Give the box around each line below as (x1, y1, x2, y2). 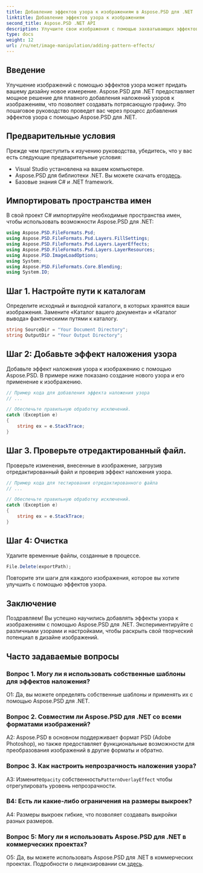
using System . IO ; (6, 269, 50, 276)
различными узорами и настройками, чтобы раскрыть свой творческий (6, 628, 193, 635)
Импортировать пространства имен (6, 195, 152, 206)
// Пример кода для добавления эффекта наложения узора (6, 390, 150, 396)
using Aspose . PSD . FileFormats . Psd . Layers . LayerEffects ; (6, 241, 150, 247)
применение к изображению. (6, 378, 83, 385)
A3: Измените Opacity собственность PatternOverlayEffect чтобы (6, 775, 173, 783)
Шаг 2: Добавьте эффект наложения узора (6, 349, 177, 359)
